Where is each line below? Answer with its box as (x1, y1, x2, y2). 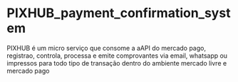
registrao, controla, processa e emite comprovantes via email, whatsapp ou (6, 51, 228, 60)
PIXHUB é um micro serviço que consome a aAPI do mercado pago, (6, 43, 206, 52)
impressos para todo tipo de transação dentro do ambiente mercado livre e (6, 58, 227, 67)
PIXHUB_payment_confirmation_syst (6, 5, 231, 21)
